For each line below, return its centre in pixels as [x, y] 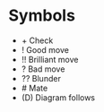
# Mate [35, 88]
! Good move [45, 49]
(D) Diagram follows [58, 97]
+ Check [37, 40]
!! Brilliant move [50, 59]
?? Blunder [41, 78]
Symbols [42, 16]
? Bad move [43, 69]
